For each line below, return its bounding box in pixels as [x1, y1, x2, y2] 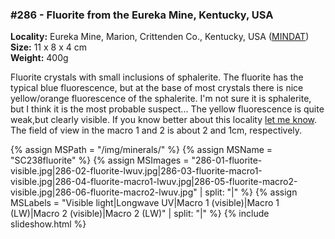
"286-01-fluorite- [191, 154, 263, 167]
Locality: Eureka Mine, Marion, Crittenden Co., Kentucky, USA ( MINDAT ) [10, 31, 310, 43]
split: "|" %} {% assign [204, 186, 298, 198]
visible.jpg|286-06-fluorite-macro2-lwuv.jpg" [10, 186, 198, 198]
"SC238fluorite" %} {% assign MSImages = [10, 154, 190, 167]
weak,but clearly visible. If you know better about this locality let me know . [10, 114, 318, 126]
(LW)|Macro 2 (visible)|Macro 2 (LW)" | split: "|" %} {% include [10, 208, 270, 220]
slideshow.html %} [10, 218, 87, 230]
